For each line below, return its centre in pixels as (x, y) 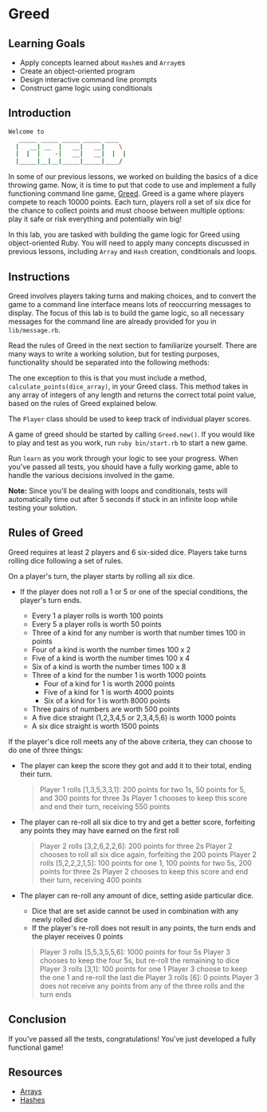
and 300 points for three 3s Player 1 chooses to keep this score (143, 798)
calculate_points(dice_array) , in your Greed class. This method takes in (128, 386)
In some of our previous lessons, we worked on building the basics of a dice (133, 177)
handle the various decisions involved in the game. (92, 475)
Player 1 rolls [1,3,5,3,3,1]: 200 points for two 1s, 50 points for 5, (142, 789)
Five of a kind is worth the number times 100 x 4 (111, 658)
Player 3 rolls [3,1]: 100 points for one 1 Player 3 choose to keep (143, 969)
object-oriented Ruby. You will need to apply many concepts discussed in (129, 243)
